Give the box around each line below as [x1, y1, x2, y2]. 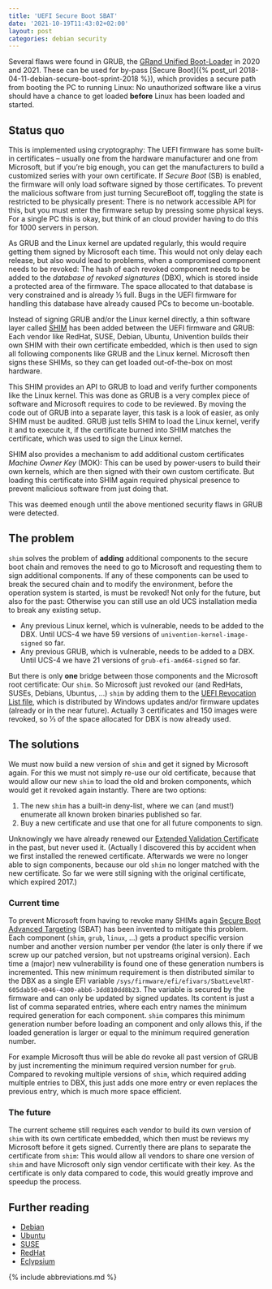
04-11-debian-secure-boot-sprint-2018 [8, 74, 140, 84]
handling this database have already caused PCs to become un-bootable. [8, 299, 254, 308]
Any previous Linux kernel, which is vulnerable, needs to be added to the [19, 620, 265, 630]
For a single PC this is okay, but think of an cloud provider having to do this [8, 214, 259, 224]
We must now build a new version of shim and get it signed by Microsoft [8, 759, 249, 769]
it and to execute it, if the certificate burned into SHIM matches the [8, 425, 231, 435]
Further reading [8, 1201, 89, 1214]
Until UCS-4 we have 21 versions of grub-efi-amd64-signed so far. [19, 655, 241, 665]
